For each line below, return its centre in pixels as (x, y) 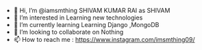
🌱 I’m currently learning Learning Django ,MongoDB (86, 25)
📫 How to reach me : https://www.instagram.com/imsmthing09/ (104, 40)
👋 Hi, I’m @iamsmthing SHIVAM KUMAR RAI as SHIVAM (92, 10)
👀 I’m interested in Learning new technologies (78, 18)
